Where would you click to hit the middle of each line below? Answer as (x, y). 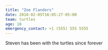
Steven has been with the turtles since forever (54, 43)
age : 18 (14, 24)
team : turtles (21, 19)
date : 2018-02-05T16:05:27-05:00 (41, 15)
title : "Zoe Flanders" (30, 10)
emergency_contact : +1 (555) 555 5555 (47, 29)
